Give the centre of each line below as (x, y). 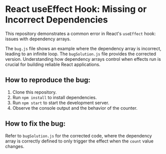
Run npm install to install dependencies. (54, 97)
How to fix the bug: (35, 124)
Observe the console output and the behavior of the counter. (75, 108)
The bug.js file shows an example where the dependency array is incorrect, (83, 48)
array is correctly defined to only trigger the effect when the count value (79, 141)
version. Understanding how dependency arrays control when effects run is (83, 59)
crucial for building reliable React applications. (53, 64)
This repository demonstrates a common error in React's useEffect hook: (80, 33)
